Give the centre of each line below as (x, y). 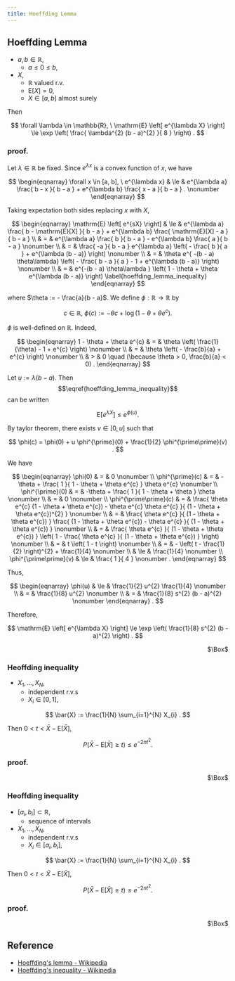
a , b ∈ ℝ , (31, 60)
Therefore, (23, 614)
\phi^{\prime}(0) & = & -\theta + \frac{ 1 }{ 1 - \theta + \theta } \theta (118, 491)
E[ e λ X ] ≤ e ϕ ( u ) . (118, 414)
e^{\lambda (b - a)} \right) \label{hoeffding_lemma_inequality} (118, 276)
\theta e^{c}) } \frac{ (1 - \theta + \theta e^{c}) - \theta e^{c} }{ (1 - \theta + (118, 521)
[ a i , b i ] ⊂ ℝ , (34, 813)
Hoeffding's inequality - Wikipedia (67, 970)
